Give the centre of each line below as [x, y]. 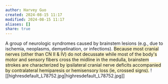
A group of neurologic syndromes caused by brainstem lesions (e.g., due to [84, 43]
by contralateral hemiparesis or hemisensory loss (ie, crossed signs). [77, 71]
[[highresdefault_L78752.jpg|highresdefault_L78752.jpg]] [65, 76]
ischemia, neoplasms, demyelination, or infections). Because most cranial [82, 49]
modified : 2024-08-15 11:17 [35, 19]
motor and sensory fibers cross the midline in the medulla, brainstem [77, 60]
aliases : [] [18, 24]
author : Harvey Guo [26, 10]
